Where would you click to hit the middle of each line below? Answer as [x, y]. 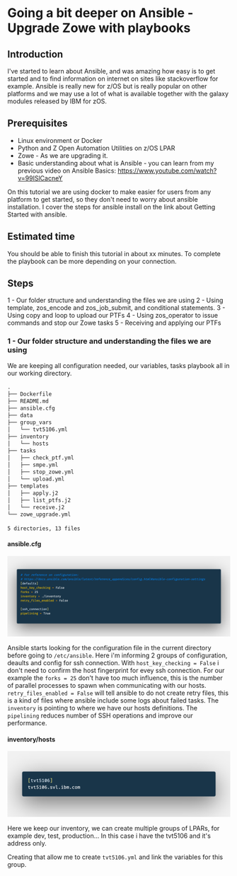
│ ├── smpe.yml [33, 465]
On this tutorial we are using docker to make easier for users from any [109, 192]
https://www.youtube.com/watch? [167, 171]
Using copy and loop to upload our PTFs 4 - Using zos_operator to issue [112, 316]
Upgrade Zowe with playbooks [99, 28]
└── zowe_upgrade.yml [39, 514]
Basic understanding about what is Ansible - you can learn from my [116, 163]
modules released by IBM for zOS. [57, 101]
